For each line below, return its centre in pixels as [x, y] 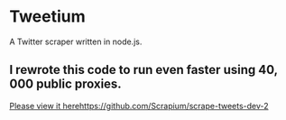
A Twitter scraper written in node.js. [76, 42]
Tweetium [47, 17]
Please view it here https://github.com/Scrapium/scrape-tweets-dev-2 [139, 106]
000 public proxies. [65, 84]
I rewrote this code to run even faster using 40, [143, 70]
